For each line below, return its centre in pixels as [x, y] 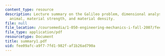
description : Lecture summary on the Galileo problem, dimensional [76, 14]
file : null [16, 23]
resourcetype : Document [29, 37]
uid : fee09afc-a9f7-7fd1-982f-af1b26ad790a [50, 46]
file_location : [21, 28]
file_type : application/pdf [34, 32]
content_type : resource [29, 9]
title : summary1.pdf [26, 41]
